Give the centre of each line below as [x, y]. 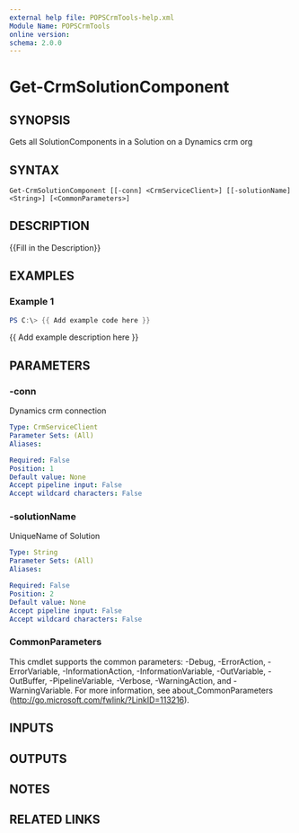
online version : [40, 34]
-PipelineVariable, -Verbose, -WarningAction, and [140, 680]
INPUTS [31, 728]
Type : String [34, 553]
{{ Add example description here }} [74, 337]
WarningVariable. [41, 690]
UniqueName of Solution [55, 536]
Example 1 [32, 302]
